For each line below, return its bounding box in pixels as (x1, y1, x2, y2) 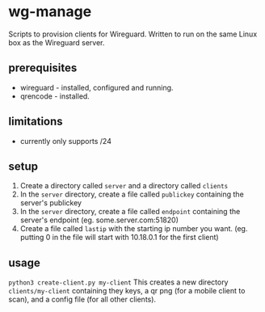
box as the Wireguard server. (8, 37, 105, 47)
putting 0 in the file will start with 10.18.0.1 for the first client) (19, 233, 220, 242)
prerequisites (8, 61, 78, 75)
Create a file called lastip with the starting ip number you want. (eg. (19, 224, 248, 234)
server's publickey (19, 198, 82, 208)
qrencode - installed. (19, 91, 90, 101)
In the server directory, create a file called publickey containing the (19, 189, 244, 200)
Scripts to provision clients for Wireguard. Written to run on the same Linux (8, 29, 258, 39)
